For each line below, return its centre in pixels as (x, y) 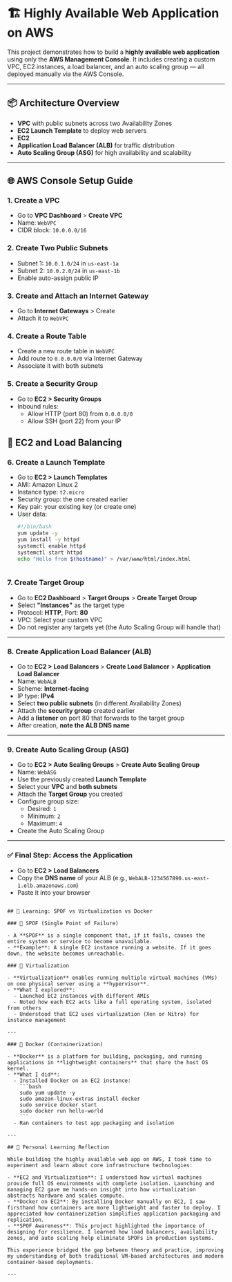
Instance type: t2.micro (51, 492)
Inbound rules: (38, 406)
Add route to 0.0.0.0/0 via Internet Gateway (80, 359)
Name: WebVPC (37, 223)
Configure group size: (48, 801)
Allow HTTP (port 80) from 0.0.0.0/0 (80, 414)
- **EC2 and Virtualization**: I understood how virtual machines (105, 1177)
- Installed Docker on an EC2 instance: (72, 1080)
